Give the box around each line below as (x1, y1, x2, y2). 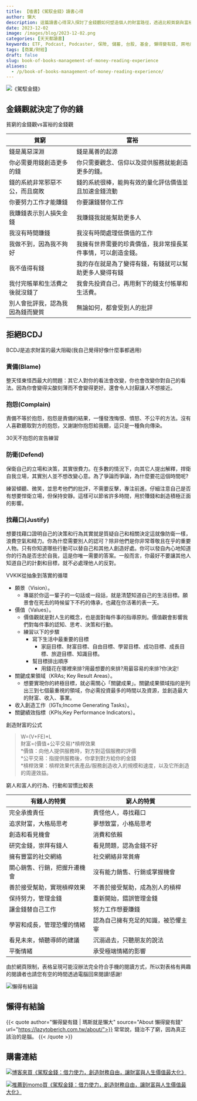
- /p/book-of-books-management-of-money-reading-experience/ (11, 69, 164, 74)
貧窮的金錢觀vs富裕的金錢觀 (6, 121, 74, 128)
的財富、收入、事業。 (23, 694, 75, 701)
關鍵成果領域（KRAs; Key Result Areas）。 (14, 672, 116, 679)
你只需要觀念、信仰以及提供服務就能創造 (76, 159, 189, 167)
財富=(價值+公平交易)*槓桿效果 (20, 740, 96, 747)
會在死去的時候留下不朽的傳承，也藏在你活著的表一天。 (28, 599, 162, 606)
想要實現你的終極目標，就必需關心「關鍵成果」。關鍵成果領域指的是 (23, 679, 186, 687)
